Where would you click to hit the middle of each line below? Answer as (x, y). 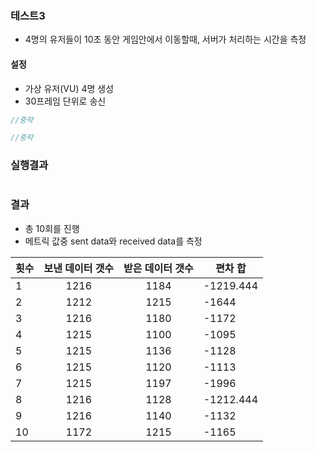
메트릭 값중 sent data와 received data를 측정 (113, 241)
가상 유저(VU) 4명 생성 (69, 88)
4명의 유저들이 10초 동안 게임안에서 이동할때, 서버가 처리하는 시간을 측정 (165, 39)
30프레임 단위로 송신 (65, 101)
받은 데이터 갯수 (158, 268)
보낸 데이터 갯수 (79, 268)
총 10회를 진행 (52, 228)
